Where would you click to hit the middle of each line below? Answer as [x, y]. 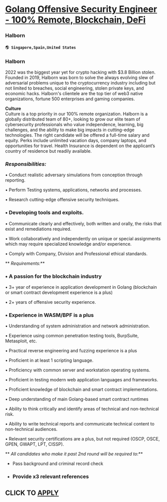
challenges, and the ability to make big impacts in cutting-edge [70, 130]
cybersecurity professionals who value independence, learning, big [74, 124]
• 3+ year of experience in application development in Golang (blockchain [81, 287]
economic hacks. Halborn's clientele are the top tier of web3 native [74, 93]
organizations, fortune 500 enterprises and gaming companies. [70, 99]
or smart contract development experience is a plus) [59, 292]
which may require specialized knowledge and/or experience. [69, 244]
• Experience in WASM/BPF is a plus [49, 315]
